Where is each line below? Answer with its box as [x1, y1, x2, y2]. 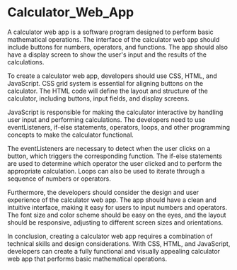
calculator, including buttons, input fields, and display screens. [7, 94, 190, 103]
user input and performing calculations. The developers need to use [7, 115, 206, 124]
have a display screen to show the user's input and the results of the [7, 50, 207, 59]
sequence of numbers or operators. [7, 174, 111, 183]
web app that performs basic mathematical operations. [7, 254, 168, 263]
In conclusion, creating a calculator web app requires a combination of [7, 232, 213, 240]
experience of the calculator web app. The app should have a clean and [7, 196, 217, 204]
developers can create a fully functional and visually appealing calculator [7, 247, 221, 255]
